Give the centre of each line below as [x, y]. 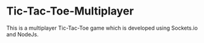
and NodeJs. [22, 34]
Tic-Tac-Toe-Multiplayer [70, 11]
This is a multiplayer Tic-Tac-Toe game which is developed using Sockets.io [102, 28]
